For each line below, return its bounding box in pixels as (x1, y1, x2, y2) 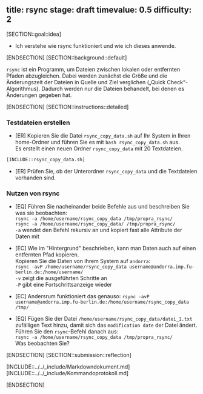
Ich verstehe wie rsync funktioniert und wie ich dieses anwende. (15, 42, 176, 49)
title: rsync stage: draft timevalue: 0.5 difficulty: (6, 5, 192, 15)
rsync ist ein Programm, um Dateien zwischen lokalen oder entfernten (6, 65, 181, 73)
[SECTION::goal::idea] (6, 30, 62, 38)
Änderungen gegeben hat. (6, 91, 72, 99)
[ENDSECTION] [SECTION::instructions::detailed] (6, 103, 129, 110)
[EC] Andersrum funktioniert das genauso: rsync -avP (15, 293, 150, 300)
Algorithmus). (6, 85, 41, 92)
